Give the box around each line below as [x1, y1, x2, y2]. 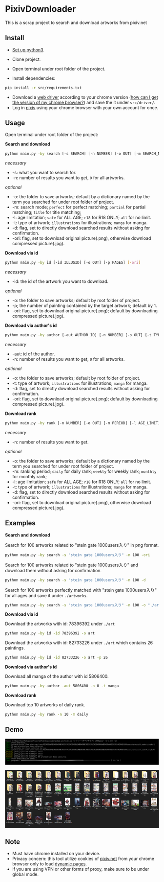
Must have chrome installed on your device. [12, 851, 101, 857]
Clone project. [12, 56, 41, 62]
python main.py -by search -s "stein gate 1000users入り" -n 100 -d [5, 578, 146, 582]
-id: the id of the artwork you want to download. [12, 279, 109, 284]
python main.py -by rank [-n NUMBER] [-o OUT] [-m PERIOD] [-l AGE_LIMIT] [5, 421, 161, 426]
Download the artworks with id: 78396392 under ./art [5, 621, 115, 627]
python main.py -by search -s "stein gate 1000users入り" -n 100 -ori [5, 552, 150, 557]
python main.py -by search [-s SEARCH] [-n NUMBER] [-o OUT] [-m [5, 151, 141, 156]
